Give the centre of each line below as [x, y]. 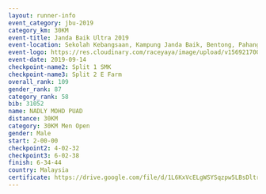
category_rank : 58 [38, 97]
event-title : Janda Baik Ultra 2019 [68, 38]
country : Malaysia [38, 170]
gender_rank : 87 [35, 89]
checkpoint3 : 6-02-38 [44, 155]
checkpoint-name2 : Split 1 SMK [60, 67]
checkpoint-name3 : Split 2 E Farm [65, 74]
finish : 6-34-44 [35, 163]
